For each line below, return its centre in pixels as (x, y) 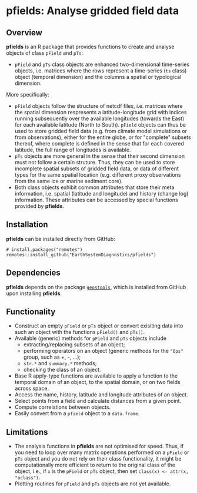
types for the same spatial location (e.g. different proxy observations (98, 175)
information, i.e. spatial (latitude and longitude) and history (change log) (101, 193)
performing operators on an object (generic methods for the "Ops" (103, 351)
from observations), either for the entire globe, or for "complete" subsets (103, 137)
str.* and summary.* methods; (60, 363)
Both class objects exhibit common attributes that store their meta (94, 187)
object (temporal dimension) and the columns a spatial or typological (98, 77)
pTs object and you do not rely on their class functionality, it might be (98, 459)
